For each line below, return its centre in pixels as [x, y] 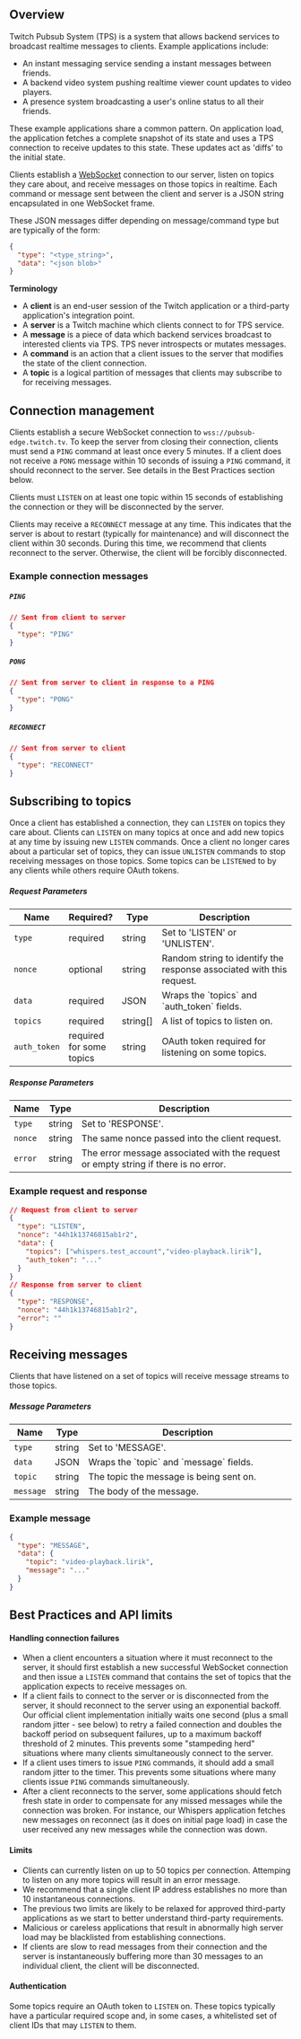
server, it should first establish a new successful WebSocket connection [155, 1667]
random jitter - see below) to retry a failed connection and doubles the [152, 1725]
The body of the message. [143, 1491]
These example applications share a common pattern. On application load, [146, 128]
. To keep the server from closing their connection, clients [172, 442]
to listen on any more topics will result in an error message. [131, 1879]
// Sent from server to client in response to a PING [112, 683]
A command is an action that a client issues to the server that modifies [153, 354]
